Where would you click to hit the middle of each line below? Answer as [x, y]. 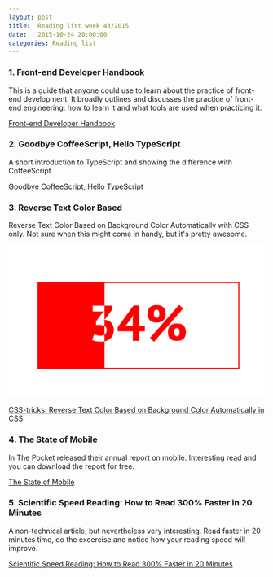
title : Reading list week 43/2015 [69, 26]
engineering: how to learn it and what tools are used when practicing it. [143, 107]
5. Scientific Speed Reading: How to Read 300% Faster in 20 [130, 503]
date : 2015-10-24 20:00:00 [58, 34]
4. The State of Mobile [53, 439]
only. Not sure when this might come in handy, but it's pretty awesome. [128, 234]
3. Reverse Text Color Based [66, 208]
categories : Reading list [52, 43]
